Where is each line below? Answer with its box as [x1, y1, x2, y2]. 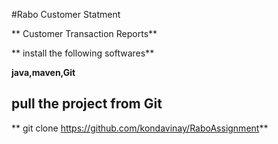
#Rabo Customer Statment [11, 9, 121, 20]
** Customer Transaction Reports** [11, 28, 158, 39]
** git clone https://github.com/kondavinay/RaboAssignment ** [11, 122, 269, 134]
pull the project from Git [11, 95, 163, 113]
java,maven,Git [11, 67, 76, 78]
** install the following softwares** [11, 47, 155, 59]
